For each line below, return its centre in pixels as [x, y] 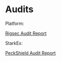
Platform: [15, 23]
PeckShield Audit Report [30, 53]
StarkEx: [14, 43]
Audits [19, 9]
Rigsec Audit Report [26, 33]
